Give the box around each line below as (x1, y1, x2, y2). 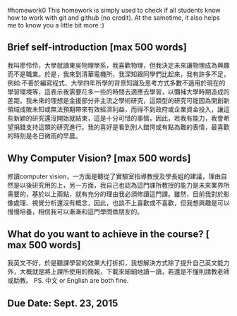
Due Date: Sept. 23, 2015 (7, 297, 119, 309)
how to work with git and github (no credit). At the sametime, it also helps (7, 13, 220, 22)
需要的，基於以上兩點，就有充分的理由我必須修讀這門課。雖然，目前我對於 (7, 190, 224, 198)
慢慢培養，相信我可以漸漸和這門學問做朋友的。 (7, 207, 143, 216)
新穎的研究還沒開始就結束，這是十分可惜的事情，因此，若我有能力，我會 (13, 114, 224, 122)
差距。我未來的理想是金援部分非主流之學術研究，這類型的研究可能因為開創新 (7, 96, 230, 104)
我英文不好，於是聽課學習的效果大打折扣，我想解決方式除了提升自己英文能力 (7, 259, 230, 267)
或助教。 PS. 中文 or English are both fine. (7, 276, 129, 285)
